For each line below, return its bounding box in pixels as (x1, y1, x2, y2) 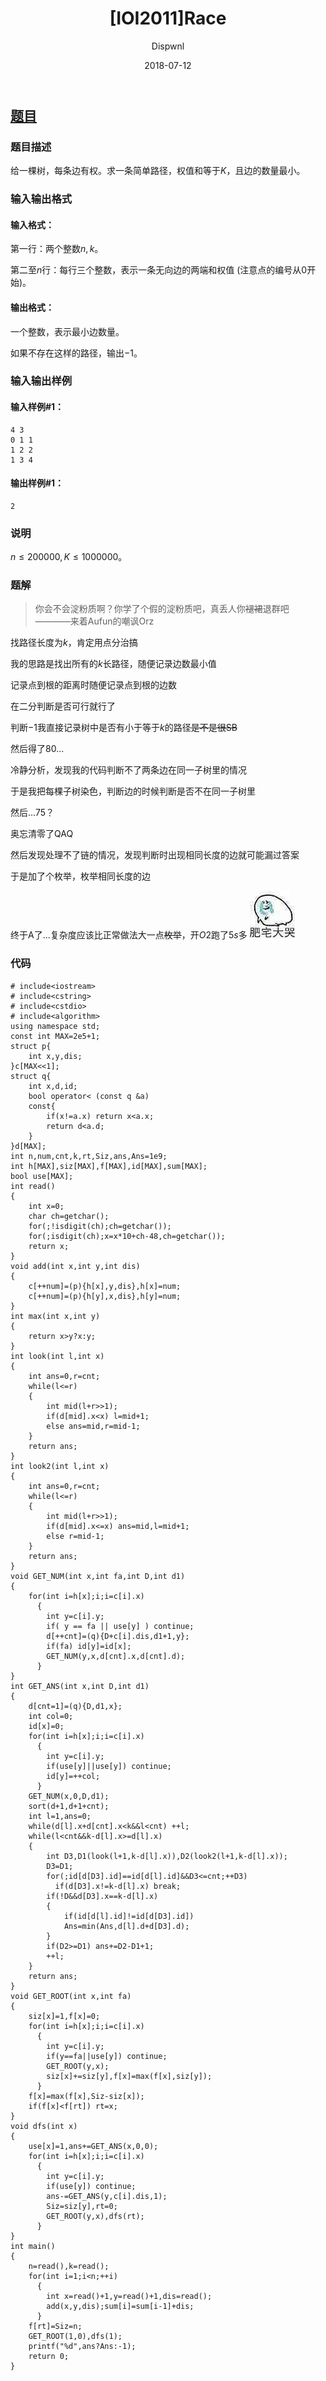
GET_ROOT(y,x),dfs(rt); (46, 2211, 145, 2221)
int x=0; (28, 1201, 65, 1211)
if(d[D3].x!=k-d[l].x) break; (54, 1881, 182, 1891)
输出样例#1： (10, 477, 65, 489)
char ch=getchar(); (28, 1211, 110, 1221)
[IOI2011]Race (109, 7, 227, 30)
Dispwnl (151, 40, 185, 52)
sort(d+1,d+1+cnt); (28, 1801, 110, 1811)
